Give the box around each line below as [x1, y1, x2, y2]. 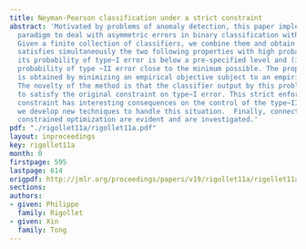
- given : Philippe [9, 200, 79, 210]
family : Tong [17, 225, 67, 234]
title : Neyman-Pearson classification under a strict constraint [9, 13, 262, 23]
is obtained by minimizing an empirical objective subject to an [17, 73, 271, 82]
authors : [9, 192, 43, 201]
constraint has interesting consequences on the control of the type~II [17, 98, 300, 108]
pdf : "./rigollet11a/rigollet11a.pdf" [9, 124, 157, 133]
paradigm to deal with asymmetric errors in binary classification [17, 30, 280, 39]
